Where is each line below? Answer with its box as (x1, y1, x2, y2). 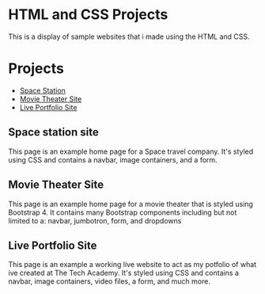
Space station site (8, 125, 99, 139)
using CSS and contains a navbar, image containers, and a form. (8, 155, 218, 164)
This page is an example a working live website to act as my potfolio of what (8, 260, 257, 269)
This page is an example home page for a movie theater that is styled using (8, 199, 253, 208)
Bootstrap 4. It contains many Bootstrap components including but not (8, 208, 237, 217)
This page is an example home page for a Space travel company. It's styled (8, 147, 254, 156)
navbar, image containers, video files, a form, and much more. (8, 277, 211, 286)
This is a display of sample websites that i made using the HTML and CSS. (8, 32, 251, 41)
